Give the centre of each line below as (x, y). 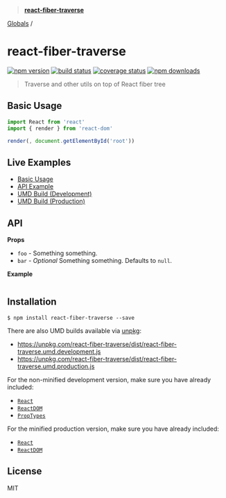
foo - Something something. (57, 253)
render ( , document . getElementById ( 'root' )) (71, 141)
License (25, 471)
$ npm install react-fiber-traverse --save (71, 318)
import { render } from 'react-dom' (60, 128)
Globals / (20, 23)
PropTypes (32, 415)
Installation (32, 302)
